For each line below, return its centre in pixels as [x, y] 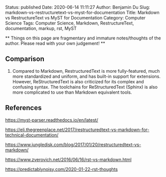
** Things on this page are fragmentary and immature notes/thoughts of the [83, 38]
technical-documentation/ [32, 135]
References [23, 108]
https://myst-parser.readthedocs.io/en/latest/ [52, 120]
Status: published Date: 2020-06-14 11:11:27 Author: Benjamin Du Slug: [78, 7]
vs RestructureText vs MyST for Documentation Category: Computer [76, 18]
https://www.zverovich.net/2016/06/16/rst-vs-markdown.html [69, 160]
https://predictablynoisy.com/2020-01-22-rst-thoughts [62, 169]
